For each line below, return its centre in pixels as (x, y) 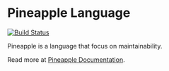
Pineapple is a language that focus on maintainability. (85, 46)
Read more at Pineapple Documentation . (66, 59)
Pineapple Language (69, 13)
